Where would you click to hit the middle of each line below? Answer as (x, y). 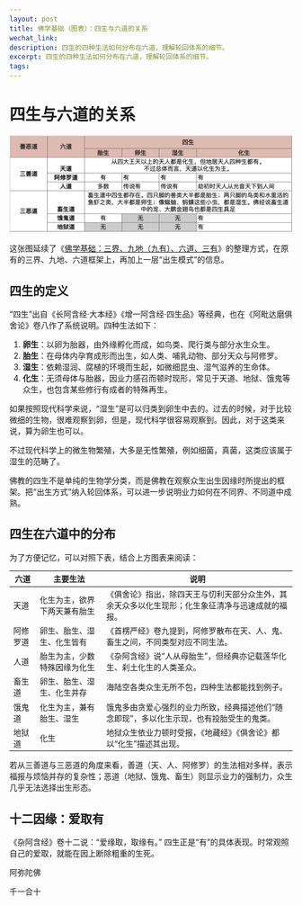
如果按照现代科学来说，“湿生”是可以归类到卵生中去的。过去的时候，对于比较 (151, 408)
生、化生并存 (64, 693)
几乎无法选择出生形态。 (53, 788)
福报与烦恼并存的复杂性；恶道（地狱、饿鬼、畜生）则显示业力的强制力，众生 (151, 776)
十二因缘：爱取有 (57, 819)
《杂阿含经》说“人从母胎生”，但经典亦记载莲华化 (196, 656)
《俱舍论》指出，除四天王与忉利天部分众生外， (193, 594)
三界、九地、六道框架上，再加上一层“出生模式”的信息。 (127, 260)
